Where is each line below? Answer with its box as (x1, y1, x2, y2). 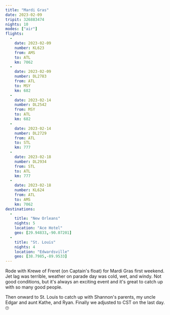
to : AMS (14, 197, 31, 202)
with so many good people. (5, 284, 63, 291)
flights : (5, 31, 24, 36)
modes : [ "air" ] (5, 27, 38, 32)
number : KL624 (14, 188, 44, 193)
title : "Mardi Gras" (5, 7, 50, 13)
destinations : (5, 206, 36, 212)
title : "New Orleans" (14, 216, 60, 221)
